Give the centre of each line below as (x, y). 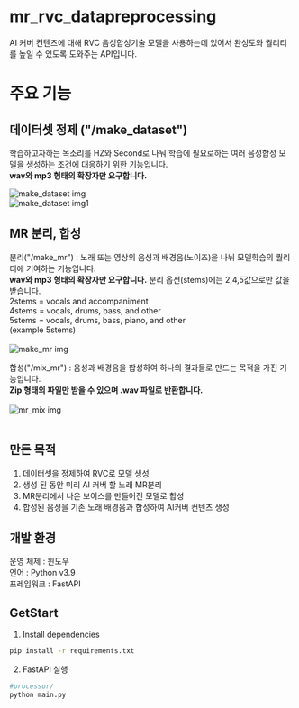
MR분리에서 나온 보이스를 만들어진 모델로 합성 (103, 495)
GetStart (34, 613)
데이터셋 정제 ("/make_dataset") (98, 129)
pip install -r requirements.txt (72, 651)
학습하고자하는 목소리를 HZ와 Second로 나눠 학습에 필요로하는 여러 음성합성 (143, 153)
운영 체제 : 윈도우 (40, 561)
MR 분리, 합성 (45, 234)
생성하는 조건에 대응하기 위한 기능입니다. (97, 164)
